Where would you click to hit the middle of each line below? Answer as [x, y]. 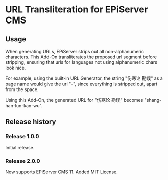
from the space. [22, 89]
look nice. [16, 68]
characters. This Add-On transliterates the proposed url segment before [81, 57]
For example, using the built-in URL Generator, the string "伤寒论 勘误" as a [84, 78]
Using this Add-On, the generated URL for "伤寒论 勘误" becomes [74, 100]
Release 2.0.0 [23, 161]
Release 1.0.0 [22, 137]
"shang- [153, 100]
